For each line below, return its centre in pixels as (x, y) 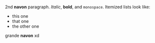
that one (20, 21)
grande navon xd (22, 36)
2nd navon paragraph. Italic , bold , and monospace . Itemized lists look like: (77, 7)
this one (20, 16)
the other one (26, 26)
